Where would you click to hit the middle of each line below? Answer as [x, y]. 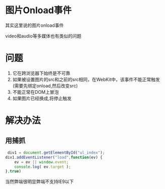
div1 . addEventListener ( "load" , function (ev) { [54, 157]
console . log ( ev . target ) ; [43, 167]
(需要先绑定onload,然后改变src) [45, 86]
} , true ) [13, 171]
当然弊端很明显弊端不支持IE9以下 [40, 181]
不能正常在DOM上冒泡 [36, 92]
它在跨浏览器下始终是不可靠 [41, 73]
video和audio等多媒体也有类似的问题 [43, 36]
